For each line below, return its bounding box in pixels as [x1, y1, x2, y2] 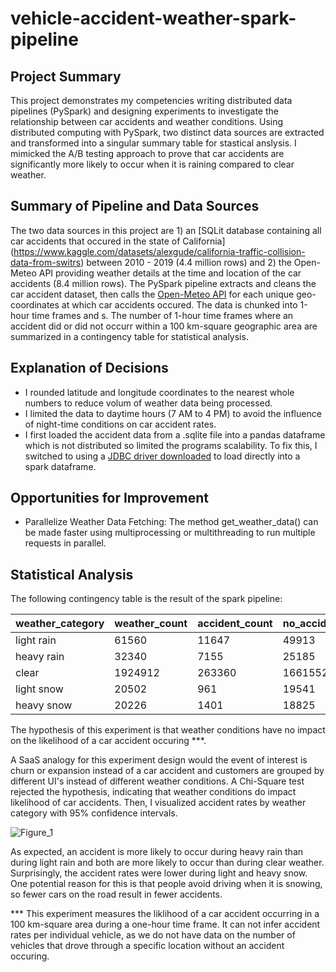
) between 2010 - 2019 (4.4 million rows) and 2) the [80, 256, 292, 268]
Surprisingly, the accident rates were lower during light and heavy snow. [10, 867, 308, 879]
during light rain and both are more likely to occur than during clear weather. [10, 857, 325, 869]
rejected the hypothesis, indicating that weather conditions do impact [10, 786, 297, 798]
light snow [15, 682, 64, 696]
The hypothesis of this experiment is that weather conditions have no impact [10, 724, 326, 736]
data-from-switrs [10, 256, 82, 268]
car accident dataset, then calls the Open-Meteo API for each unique [10, 288, 295, 300]
